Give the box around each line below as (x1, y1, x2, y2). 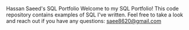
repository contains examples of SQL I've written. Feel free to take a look (6, 11, 183, 18)
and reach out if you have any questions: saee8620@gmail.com (6, 18, 161, 24)
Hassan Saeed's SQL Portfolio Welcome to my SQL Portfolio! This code (6, 5, 179, 12)
